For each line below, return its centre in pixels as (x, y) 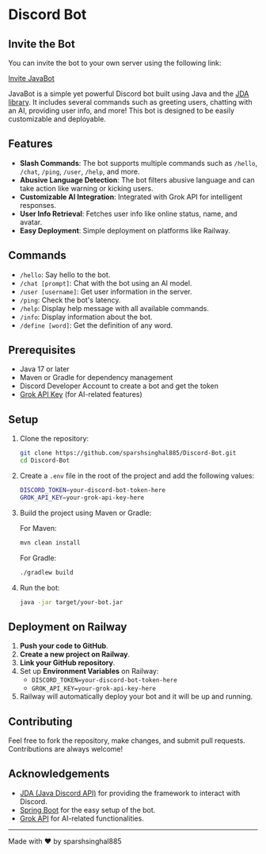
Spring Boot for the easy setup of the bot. (87, 810)
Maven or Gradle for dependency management (96, 378)
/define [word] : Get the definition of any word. (96, 325)
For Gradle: (38, 558)
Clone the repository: (54, 439)
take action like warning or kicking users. (86, 188)
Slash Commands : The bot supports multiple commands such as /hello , (139, 163)
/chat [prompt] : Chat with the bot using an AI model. (106, 283)
